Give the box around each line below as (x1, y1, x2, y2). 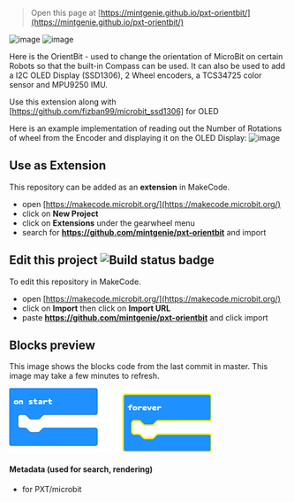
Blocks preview (9, 338, 95, 353)
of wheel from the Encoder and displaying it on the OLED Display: (9, 133, 247, 143)
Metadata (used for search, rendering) (9, 464, 153, 475)
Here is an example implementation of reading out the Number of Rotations (9, 123, 283, 134)
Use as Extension (9, 158, 107, 174)
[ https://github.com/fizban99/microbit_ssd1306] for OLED (9, 106, 219, 116)
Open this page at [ (30, 8, 102, 18)
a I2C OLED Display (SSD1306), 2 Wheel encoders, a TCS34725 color (9, 70, 262, 81)
